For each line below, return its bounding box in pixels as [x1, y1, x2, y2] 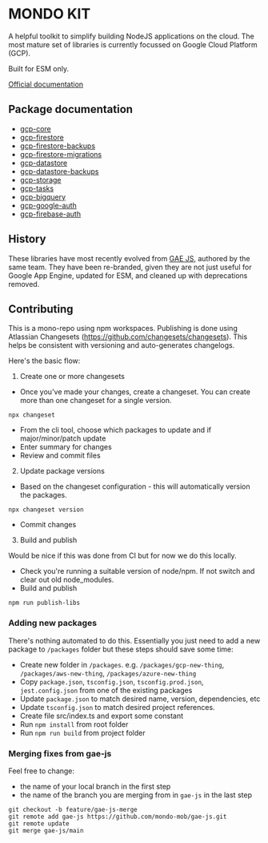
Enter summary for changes [19, 442, 112, 452]
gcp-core [19, 123, 51, 133]
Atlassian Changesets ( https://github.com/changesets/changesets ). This [8, 332, 248, 341]
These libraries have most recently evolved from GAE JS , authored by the [8, 253, 250, 263]
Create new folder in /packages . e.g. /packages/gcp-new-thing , [19, 659, 225, 669]
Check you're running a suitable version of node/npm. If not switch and [19, 567, 255, 576]
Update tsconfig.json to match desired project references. [19, 702, 215, 712]
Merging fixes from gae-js [8, 748, 112, 759]
